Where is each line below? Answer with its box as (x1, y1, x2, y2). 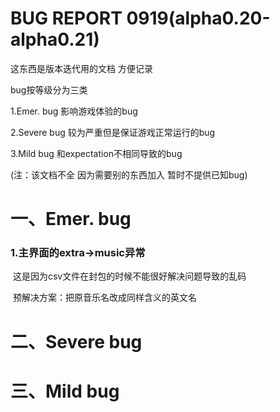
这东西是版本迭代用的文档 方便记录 (10, 62, 153, 74)
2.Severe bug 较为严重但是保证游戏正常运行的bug (10, 126, 216, 138)
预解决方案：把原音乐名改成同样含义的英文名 (12, 292, 197, 304)
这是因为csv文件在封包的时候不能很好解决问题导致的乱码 (12, 270, 247, 282)
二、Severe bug (10, 330, 143, 353)
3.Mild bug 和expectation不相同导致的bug (10, 147, 183, 159)
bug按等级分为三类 (10, 83, 88, 96)
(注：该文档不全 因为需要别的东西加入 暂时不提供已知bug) (10, 168, 248, 181)
